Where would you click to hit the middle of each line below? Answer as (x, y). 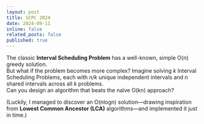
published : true (27, 40)
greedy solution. (27, 64)
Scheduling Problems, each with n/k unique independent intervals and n (97, 77)
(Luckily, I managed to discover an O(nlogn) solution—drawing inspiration (99, 102)
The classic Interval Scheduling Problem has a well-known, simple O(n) (97, 58)
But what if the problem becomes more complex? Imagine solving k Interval (102, 71)
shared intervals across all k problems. (55, 84)
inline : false (25, 29)
